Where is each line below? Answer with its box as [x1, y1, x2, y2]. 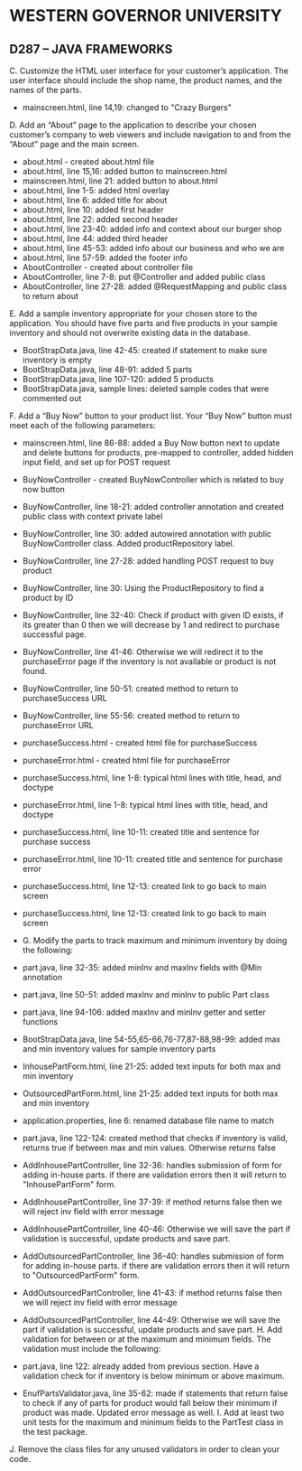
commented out [22, 393, 82, 403]
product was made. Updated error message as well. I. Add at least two [22, 1407, 285, 1418]
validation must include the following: [22, 1344, 161, 1354]
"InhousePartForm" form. [22, 1179, 116, 1189]
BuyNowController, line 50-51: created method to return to [22, 683, 239, 694]
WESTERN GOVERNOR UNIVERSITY [9, 5, 282, 26]
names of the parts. [9, 85, 83, 95]
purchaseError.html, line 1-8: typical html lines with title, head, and [22, 800, 268, 810]
